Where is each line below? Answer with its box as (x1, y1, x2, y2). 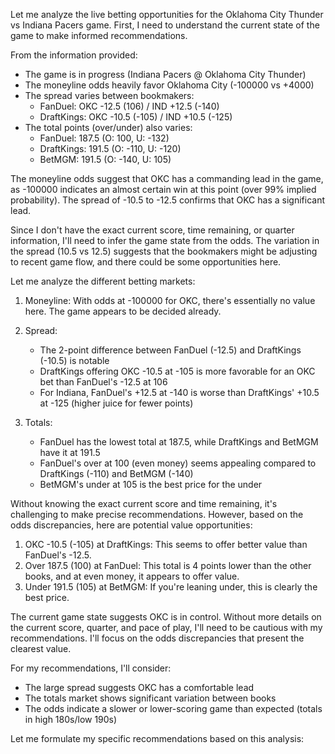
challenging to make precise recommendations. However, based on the (10, 509, 304, 520)
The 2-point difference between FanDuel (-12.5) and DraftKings (39, 344, 302, 356)
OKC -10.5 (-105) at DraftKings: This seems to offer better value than (24, 539, 308, 550)
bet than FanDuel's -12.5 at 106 (39, 376, 168, 388)
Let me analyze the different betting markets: (10, 275, 196, 287)
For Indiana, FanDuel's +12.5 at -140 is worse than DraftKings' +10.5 (39, 387, 320, 398)
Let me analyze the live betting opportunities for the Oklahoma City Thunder (10, 9, 324, 20)
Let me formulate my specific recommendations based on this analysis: (10, 733, 305, 744)
